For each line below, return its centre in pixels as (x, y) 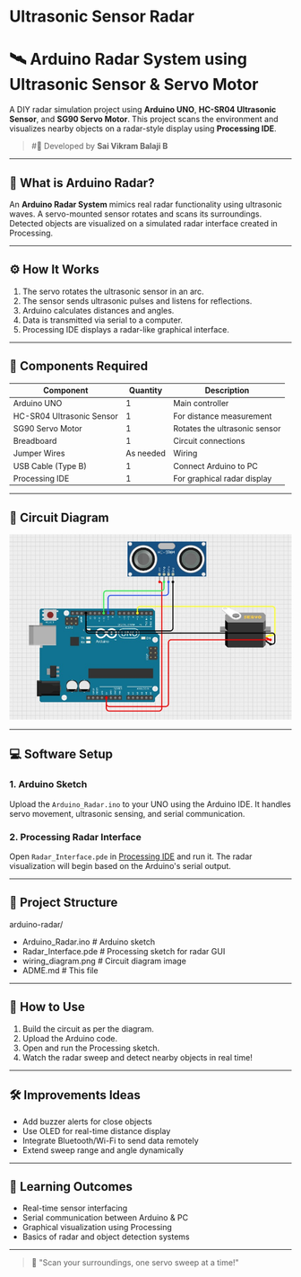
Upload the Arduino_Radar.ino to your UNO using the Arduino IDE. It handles (150, 804)
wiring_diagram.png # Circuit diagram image (104, 961)
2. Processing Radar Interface (75, 837)
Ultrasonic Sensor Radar (102, 17)
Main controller (201, 403)
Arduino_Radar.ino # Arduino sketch (88, 942)
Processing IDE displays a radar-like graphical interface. (126, 329)
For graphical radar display (223, 478)
